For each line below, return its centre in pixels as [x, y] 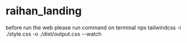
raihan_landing [44, 11]
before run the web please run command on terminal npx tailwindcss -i [93, 27]
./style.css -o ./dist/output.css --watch [54, 33]
